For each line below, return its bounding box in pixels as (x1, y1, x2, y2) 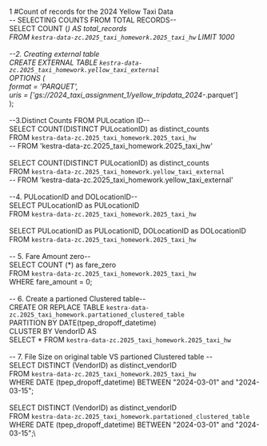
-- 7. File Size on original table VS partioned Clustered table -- (9, 352, 213, 361)
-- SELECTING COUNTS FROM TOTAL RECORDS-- (9, 15, 177, 25)
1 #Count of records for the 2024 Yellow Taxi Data (9, 7, 174, 16)
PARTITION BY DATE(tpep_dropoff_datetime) (9, 318, 157, 327)
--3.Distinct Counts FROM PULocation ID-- (9, 116, 150, 125)
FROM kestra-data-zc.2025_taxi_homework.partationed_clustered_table (9, 412, 250, 420)
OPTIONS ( (9, 74, 46, 82)
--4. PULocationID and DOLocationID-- (9, 192, 138, 201)
